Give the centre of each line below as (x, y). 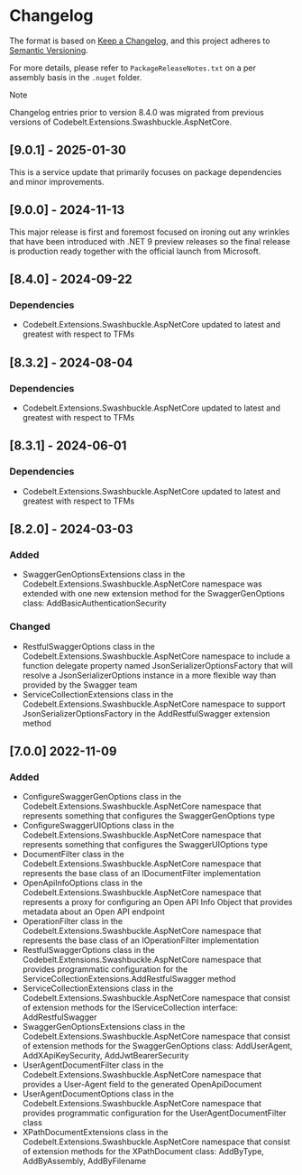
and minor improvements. (57, 181)
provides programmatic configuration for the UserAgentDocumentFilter (154, 1113)
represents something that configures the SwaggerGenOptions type (148, 816)
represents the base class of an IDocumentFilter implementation (142, 874)
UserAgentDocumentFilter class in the (93, 1065)
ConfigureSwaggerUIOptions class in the (98, 826)
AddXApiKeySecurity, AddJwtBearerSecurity (105, 1056)
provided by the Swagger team (80, 685)
